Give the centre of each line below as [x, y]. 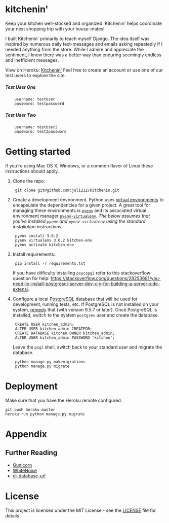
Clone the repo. [29, 181]
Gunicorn [22, 465]
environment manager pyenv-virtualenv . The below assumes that [81, 216]
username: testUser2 [36, 127]
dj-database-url [29, 476]
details [12, 515]
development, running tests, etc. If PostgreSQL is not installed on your [86, 304]
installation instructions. [38, 226]
